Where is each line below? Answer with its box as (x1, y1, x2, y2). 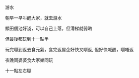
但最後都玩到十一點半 (5, 36, 49, 42)
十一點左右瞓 (5, 68, 31, 74)
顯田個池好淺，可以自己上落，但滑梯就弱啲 (5, 25, 92, 31)
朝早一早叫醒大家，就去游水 (5, 15, 62, 21)
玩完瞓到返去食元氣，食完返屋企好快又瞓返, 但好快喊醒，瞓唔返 (5, 47, 134, 52)
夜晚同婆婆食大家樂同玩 (5, 57, 53, 63)
